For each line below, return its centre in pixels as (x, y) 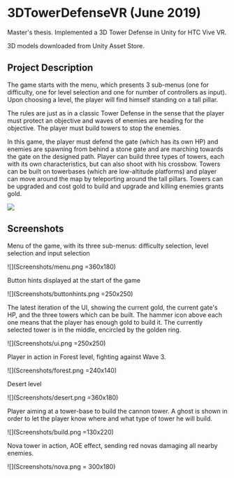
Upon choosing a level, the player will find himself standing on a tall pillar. (113, 99)
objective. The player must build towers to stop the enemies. (94, 128)
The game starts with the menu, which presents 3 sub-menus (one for (108, 85)
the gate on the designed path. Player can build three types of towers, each (116, 156)
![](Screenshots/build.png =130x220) (60, 432)
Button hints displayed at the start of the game (74, 280)
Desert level (24, 384)
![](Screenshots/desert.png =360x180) (63, 398)
